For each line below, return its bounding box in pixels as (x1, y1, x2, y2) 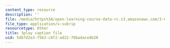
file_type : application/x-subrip (5, 21, 76, 26)
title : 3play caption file (5, 30, 62, 35)
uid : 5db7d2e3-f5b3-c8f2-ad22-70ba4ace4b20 (5, 35, 99, 40)
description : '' (5, 12, 39, 17)
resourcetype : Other (5, 26, 49, 31)
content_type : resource (5, 7, 56, 12)
